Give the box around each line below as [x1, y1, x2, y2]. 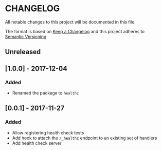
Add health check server [12, 140, 62, 146]
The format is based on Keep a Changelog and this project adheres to [5, 28, 145, 34]
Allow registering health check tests [12, 130, 84, 135]
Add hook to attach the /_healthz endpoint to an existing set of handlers [12, 135, 157, 141]
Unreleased [5, 48, 41, 56]
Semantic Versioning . [5, 34, 48, 39]
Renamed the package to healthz [12, 90, 79, 96]
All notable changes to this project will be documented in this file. [5, 19, 136, 25]
